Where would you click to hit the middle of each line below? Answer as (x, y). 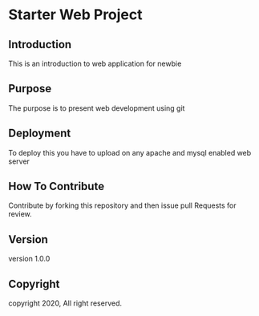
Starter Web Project (75, 15)
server (19, 161)
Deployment (40, 134)
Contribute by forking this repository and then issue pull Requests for (122, 205)
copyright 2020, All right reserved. (65, 303)
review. (20, 214)
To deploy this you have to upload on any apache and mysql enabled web (130, 152)
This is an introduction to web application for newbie (95, 63)
